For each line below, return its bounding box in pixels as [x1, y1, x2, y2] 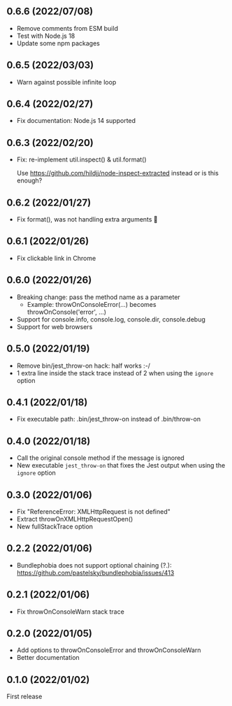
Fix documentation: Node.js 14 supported [16, 117, 136, 125]
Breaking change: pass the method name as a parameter [16, 293, 181, 301]
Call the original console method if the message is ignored [16, 454, 184, 462]
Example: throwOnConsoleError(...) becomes [27, 300, 157, 308]
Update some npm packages [16, 38, 101, 48]
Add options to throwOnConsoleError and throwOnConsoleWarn [16, 646, 201, 654]
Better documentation [16, 654, 80, 662]
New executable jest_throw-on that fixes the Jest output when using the [16, 461, 226, 470]
